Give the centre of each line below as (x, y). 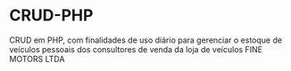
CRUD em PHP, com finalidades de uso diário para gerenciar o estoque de (146, 40)
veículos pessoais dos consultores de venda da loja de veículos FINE (136, 49)
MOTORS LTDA (37, 59)
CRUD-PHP (51, 16)
